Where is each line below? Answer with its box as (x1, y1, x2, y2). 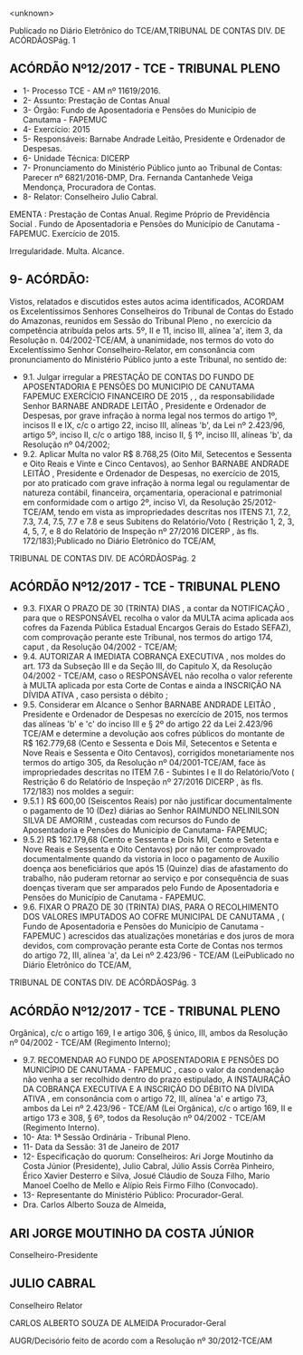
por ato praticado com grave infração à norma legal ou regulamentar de (22, 477, 290, 488)
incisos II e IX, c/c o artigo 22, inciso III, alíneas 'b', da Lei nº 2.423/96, (22, 419, 285, 430)
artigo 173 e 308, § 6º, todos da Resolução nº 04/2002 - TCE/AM (22, 1113, 266, 1124)
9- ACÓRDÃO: (9, 272, 90, 288)
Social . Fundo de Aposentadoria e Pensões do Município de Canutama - (9, 218, 280, 229)
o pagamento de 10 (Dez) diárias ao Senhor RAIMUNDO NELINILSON (22, 805, 279, 816)
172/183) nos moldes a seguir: (22, 786, 135, 797)
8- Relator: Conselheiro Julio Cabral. (22, 190, 158, 202)
